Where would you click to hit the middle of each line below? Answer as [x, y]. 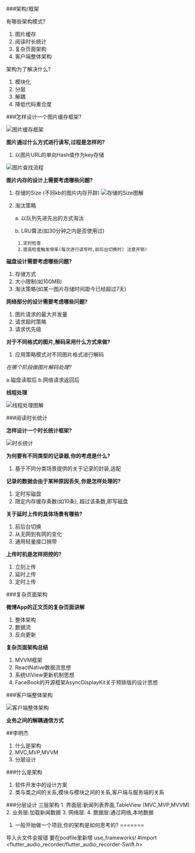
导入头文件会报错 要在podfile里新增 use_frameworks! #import [81, 838]
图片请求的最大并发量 [41, 314]
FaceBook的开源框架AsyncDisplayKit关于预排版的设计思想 [86, 682]
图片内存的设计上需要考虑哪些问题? [49, 180]
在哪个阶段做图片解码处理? [39, 367]
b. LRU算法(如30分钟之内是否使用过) [60, 231]
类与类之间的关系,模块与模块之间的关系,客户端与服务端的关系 [89, 792]
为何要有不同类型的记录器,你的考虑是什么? [58, 456]
